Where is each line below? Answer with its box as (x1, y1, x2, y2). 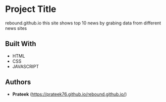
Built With (5, 40, 36, 48)
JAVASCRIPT (12, 63, 39, 69)
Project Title (5, 3, 56, 15)
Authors (5, 78, 31, 87)
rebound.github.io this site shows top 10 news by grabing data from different (5, 20, 161, 26)
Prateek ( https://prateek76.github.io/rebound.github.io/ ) (12, 91, 127, 97)
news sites (5, 25, 27, 31)
